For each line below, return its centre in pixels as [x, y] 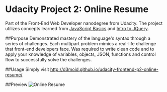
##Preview [16, 84]
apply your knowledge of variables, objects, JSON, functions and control [80, 54]
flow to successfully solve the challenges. [49, 59]
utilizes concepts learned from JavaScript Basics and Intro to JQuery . [77, 28]
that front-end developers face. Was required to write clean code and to [80, 49]
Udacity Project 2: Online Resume [77, 9]
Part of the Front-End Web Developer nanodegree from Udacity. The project [84, 23]
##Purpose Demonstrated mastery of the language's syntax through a [78, 38]
